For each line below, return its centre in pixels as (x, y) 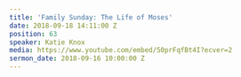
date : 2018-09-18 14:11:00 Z (63, 26)
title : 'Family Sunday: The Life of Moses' (91, 17)
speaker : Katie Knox (48, 42)
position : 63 (33, 34)
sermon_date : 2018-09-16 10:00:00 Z (77, 58)
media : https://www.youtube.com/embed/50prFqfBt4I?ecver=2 (121, 50)
